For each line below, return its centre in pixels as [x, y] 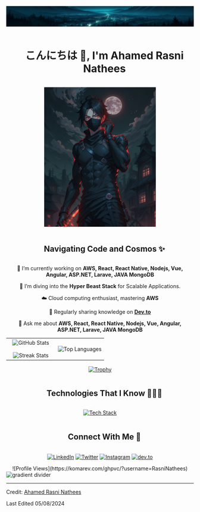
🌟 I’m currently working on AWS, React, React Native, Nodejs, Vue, [100, 268]
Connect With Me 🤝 [104, 437]
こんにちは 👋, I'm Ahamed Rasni [104, 56]
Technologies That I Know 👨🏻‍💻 [104, 393]
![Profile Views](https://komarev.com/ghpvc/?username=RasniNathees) [100, 468]
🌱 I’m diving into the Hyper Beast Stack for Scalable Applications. [100, 286]
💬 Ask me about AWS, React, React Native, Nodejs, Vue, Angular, [100, 323]
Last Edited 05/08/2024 [35, 503]
